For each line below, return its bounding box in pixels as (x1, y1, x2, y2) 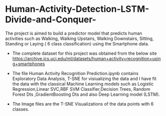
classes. (12, 106, 30, 112)
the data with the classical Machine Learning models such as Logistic (12, 80, 154, 87)
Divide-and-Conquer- (5, 14, 96, 25)
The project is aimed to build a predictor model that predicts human (5, 30, 142, 36)
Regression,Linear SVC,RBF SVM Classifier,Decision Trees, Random (12, 86, 151, 92)
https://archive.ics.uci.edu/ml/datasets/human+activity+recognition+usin (12, 55, 161, 61)
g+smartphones (12, 61, 45, 67)
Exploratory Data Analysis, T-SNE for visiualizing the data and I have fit (12, 76, 157, 81)
